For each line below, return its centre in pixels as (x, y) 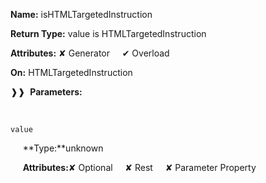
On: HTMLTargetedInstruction (71, 72)
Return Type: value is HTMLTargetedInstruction (108, 33)
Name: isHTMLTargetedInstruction (81, 14)
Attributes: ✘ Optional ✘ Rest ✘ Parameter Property (139, 167)
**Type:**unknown (63, 148)
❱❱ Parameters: (46, 92)
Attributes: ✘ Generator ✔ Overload (90, 53)
